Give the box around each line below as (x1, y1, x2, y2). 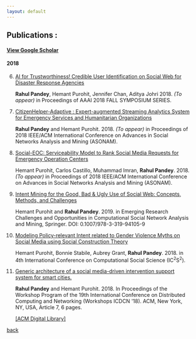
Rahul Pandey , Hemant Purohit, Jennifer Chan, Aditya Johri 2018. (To (15, 90, 183, 97)
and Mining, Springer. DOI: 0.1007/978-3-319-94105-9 (15, 220, 145, 227)
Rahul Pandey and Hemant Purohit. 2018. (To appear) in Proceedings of (15, 125, 188, 132)
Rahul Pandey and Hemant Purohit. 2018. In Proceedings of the (15, 285, 168, 292)
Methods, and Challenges (15, 196, 78, 203)
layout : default (6, 8, 46, 15)
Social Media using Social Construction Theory (15, 238, 128, 245)
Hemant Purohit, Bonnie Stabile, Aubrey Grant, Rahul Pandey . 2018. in (15, 249, 184, 256)
